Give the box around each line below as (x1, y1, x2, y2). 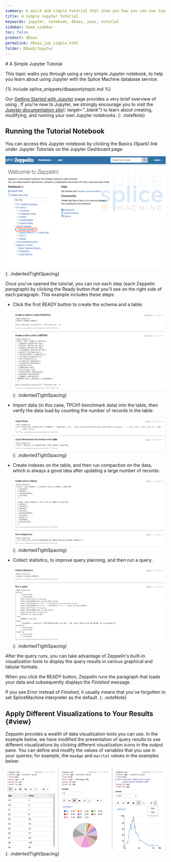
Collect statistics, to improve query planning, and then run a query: (12, 557, 153, 563)
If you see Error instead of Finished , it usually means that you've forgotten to (5, 689, 166, 695)
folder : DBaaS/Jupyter (5, 46, 53, 51)
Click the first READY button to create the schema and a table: (12, 302, 144, 308)
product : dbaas (5, 35, 38, 40)
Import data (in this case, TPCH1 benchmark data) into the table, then (12, 402, 158, 409)
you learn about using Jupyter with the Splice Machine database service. (5, 76, 159, 82)
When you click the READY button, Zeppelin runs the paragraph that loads (5, 674, 161, 680)
